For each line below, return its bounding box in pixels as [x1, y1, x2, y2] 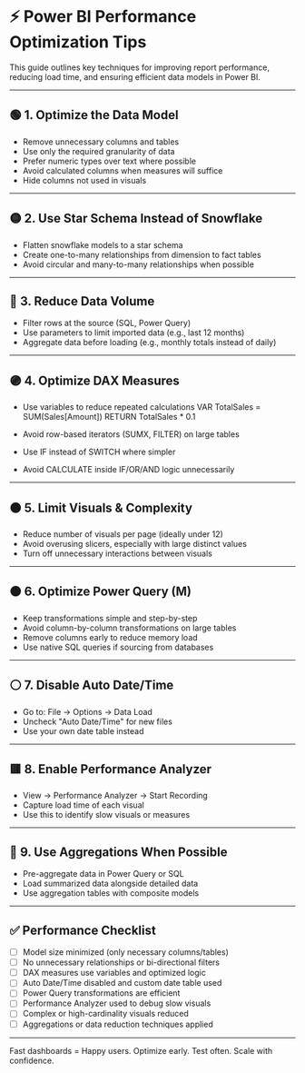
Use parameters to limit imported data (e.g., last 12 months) [22, 327, 245, 338]
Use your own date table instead [22, 725, 144, 736]
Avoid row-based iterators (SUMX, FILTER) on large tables [22, 429, 241, 440]
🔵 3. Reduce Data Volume [9, 293, 155, 309]
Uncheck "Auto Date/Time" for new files [22, 716, 172, 727]
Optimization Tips [9, 32, 147, 53]
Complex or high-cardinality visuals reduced [22, 1008, 189, 1019]
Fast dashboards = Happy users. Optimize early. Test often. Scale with [9, 1045, 273, 1056]
